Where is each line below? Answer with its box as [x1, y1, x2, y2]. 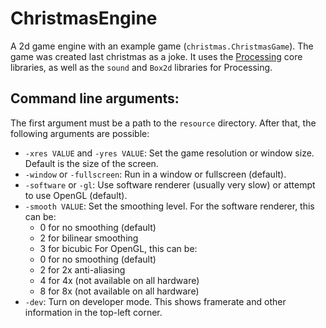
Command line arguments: [10, 90, 180, 107]
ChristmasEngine [10, 7, 158, 30]
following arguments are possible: [10, 127, 150, 139]
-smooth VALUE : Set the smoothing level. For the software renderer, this [24, 200, 315, 212]
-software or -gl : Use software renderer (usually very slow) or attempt [24, 178, 316, 191]
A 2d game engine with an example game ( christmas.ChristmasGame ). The [10, 40, 314, 52]
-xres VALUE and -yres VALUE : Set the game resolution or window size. [24, 147, 315, 159]
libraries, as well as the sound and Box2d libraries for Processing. [10, 61, 273, 73]
